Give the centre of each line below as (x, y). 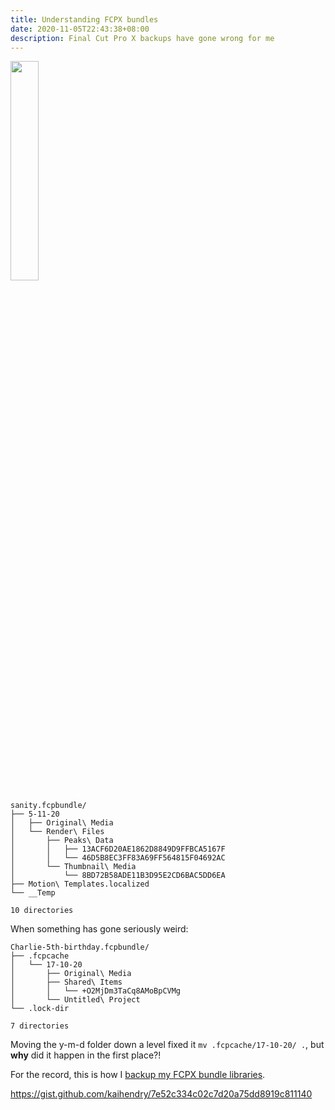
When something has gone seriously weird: (99, 929)
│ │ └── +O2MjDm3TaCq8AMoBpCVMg (96, 991)
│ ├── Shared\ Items (66, 982)
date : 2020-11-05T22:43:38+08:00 (80, 29)
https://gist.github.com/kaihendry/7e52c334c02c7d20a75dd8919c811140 (161, 1094)
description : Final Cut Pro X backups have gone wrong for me (142, 38)
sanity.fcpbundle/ (48, 806)
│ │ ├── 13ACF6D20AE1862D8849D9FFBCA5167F (118, 849)
